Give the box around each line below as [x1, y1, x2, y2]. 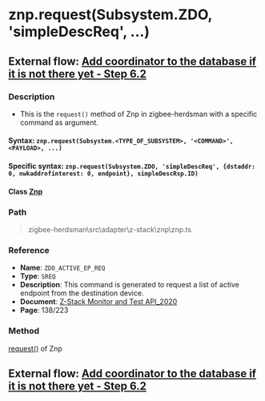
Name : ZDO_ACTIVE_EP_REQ [19, 263, 106, 273]
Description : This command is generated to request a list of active [19, 280, 240, 290]
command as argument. [19, 118, 98, 127]
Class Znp [8, 186, 43, 196]
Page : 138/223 [19, 306, 69, 315]
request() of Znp [8, 343, 62, 353]
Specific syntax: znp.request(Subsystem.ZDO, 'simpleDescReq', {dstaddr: [8, 162, 256, 171]
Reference [8, 244, 50, 255]
